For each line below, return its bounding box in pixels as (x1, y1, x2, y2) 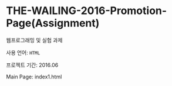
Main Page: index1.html (6, 73, 62, 80)
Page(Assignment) (6, 16, 100, 30)
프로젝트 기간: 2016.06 (6, 61, 59, 68)
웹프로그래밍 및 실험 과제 (6, 36, 63, 43)
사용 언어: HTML (6, 49, 41, 56)
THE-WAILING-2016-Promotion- (6, 4, 167, 18)
